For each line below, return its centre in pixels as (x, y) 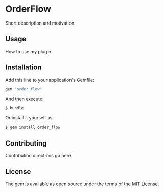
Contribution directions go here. (39, 155)
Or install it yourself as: (29, 118)
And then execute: (25, 99)
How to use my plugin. (29, 51)
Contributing (26, 143)
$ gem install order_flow (33, 127)
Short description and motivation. (40, 23)
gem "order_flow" (24, 89)
